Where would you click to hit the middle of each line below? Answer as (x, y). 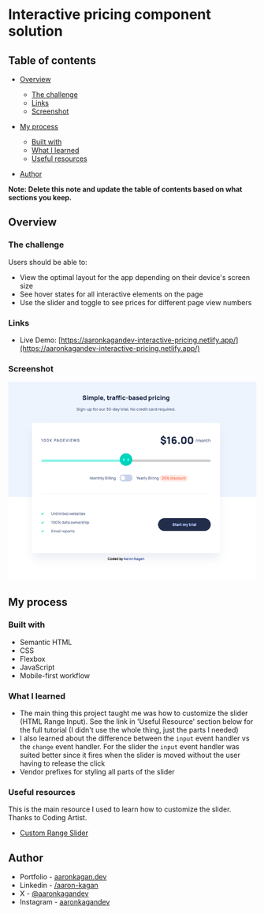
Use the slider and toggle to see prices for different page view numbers (136, 302)
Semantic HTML (46, 642)
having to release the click (62, 763)
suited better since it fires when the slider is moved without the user (130, 755)
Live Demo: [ (40, 340)
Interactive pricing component (110, 15)
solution (35, 31)
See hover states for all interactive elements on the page (111, 294)
